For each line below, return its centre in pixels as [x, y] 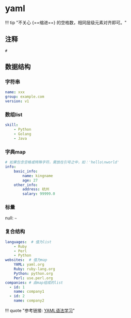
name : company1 [29, 292]
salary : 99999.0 [39, 194]
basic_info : [26, 171]
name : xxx [15, 92]
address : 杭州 [36, 189]
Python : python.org [33, 273]
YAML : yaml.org [29, 265]
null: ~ [11, 218]
